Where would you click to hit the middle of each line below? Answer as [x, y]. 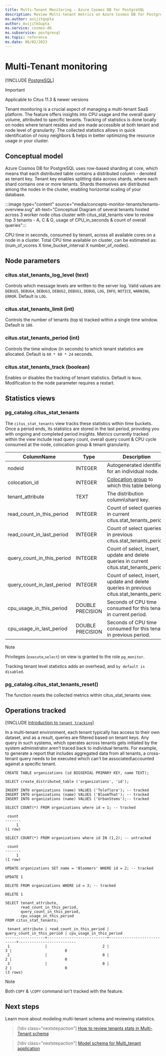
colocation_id [23, 482]
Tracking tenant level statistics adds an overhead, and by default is [75, 666]
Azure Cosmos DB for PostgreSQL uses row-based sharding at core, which [82, 168]
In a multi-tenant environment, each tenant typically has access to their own [82, 732]
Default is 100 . [19, 325]
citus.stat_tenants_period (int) [42, 338]
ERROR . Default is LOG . [26, 296]
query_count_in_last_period [39, 584]
